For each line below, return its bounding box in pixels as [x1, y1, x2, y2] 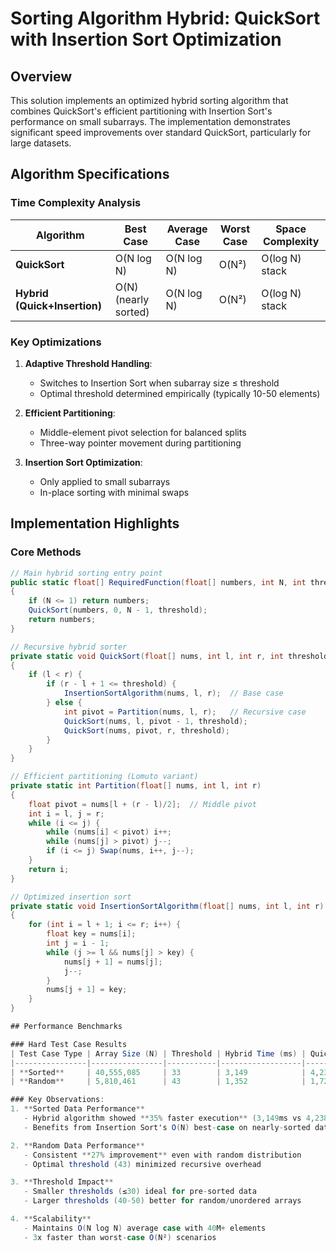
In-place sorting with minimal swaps [39, 486, 190, 498]
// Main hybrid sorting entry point [10, 568, 163, 578]
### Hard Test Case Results [10, 1039, 128, 1049]
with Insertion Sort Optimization [10, 28, 282, 51]
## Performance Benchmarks [10, 1022, 123, 1032]
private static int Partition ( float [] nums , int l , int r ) [10, 781, 262, 791]
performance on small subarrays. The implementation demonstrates [10, 116, 291, 127]
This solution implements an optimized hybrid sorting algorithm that [10, 95, 289, 106]
